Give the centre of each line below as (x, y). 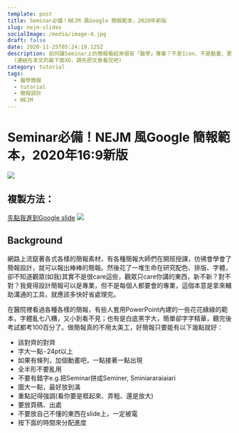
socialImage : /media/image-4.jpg (57, 34)
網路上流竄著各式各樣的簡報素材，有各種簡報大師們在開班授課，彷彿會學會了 (119, 259)
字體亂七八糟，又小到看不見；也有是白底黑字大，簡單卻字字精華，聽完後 (126, 318)
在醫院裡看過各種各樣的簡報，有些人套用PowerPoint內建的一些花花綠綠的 (115, 309)
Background (35, 240)
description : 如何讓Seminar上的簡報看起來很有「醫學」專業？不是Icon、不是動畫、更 (120, 54)
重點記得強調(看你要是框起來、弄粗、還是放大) (86, 395)
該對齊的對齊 (36, 342)
